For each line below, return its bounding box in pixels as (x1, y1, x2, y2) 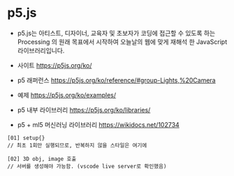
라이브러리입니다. (17, 46, 65, 54)
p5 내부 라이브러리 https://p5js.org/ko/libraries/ (17, 105, 151, 114)
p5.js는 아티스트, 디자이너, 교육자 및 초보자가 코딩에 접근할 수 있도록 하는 (17, 29, 216, 37)
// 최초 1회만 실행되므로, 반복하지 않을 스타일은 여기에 (7, 142, 147, 149)
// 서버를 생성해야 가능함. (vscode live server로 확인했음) (7, 163, 167, 170)
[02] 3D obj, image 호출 (7, 155, 77, 162)
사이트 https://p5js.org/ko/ (17, 61, 92, 69)
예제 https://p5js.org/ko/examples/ (17, 91, 117, 99)
